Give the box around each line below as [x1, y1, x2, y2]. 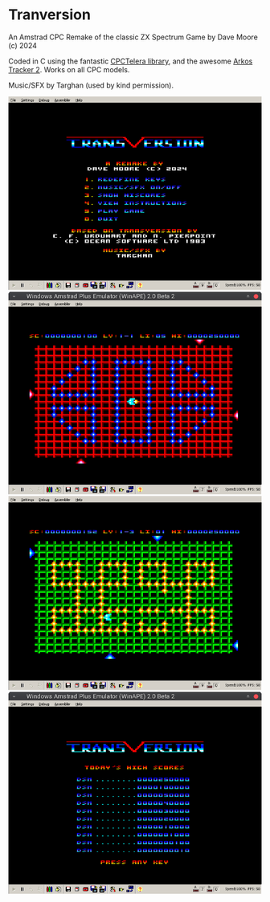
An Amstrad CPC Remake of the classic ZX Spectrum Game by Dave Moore [8, 32, 259, 42]
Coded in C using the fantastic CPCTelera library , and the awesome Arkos [8, 56, 253, 66]
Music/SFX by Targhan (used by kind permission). [8, 80, 174, 90]
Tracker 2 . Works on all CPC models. [8, 64, 130, 74]
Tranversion [8, 6, 91, 24]
